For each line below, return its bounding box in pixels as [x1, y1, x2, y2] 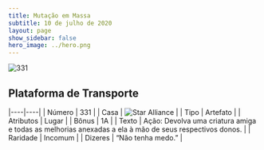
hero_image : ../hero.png [8, 41, 91, 49]
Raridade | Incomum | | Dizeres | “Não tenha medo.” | [8, 132, 183, 142]
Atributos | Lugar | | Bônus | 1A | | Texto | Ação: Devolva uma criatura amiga [8, 116, 257, 125]
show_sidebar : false [8, 34, 77, 42]
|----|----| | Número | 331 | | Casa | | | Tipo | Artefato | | [8, 107, 241, 116]
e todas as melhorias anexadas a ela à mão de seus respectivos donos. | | [8, 124, 251, 134]
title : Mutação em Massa [8, 11, 91, 20]
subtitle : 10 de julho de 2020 [8, 19, 112, 27]
